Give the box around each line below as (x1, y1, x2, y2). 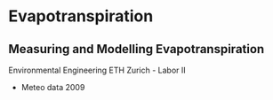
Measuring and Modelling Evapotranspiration (8, 42, 265, 57)
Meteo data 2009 (20, 82, 85, 92)
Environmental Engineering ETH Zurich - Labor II (8, 65, 186, 75)
